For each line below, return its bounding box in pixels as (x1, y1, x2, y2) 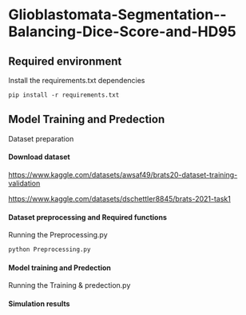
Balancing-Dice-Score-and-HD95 (8, 22, 237, 41)
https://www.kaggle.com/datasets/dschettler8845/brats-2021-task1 (8, 194, 232, 204)
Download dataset (8, 152, 70, 161)
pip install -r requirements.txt (8, 91, 120, 99)
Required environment (8, 54, 122, 68)
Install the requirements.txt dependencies (8, 76, 145, 85)
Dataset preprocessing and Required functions (8, 212, 168, 221)
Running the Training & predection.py (8, 281, 131, 290)
